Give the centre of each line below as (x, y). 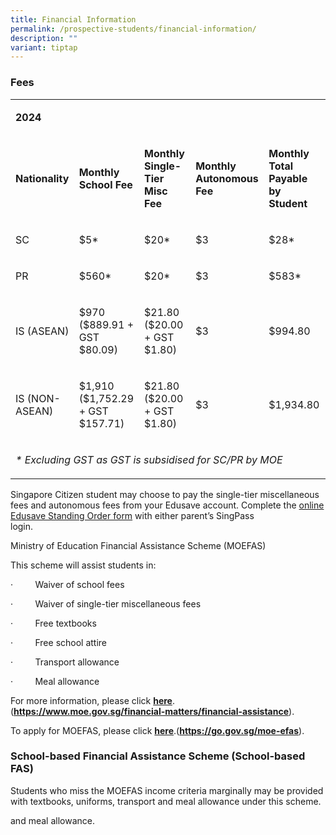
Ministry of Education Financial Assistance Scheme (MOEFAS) (138, 545)
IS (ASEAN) (42, 331)
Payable (288, 178)
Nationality (42, 178)
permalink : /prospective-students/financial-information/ (133, 29)
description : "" (44, 38)
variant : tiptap (44, 47)
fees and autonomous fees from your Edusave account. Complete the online (167, 505)
